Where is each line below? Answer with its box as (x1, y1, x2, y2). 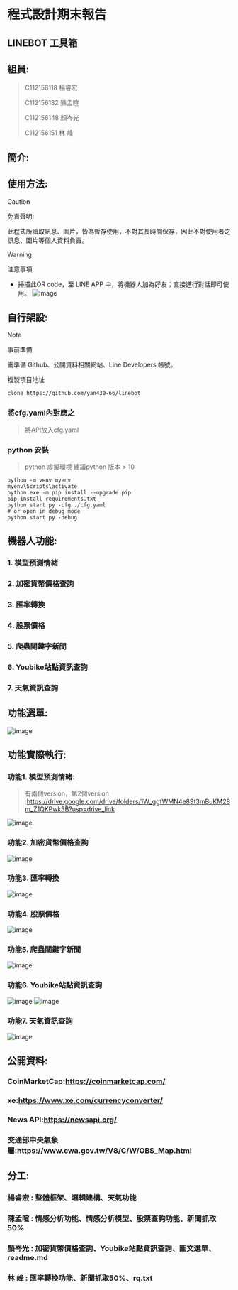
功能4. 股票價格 (7, 909, 60, 918)
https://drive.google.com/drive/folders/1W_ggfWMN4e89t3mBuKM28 (26, 797, 231, 806)
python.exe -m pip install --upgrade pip (7, 489, 132, 496)
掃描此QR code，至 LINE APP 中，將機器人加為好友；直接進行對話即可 (17, 280, 223, 288)
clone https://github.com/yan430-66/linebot (7, 390, 141, 397)
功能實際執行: (7, 749, 67, 761)
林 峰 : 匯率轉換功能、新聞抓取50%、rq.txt (7, 1273, 153, 1283)
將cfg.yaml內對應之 (7, 408, 75, 418)
